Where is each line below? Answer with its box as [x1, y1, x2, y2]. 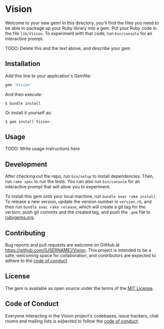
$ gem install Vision [5, 119, 50, 124]
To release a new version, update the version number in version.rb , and [5, 199, 152, 205]
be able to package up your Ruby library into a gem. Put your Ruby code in [5, 25, 157, 31]
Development [5, 160, 48, 168]
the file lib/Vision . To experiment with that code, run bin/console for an [5, 30, 153, 36]
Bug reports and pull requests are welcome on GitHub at [5, 242, 120, 248]
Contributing [5, 229, 45, 237]
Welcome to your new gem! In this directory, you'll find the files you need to [5, 20, 159, 26]
